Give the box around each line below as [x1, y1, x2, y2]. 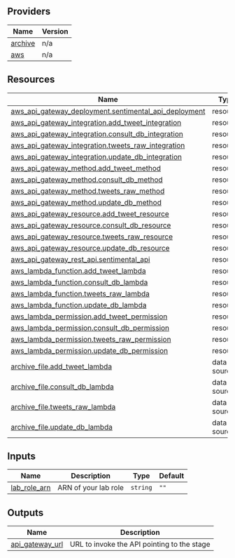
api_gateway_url [10, 540, 64, 550]
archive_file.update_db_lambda [10, 422, 113, 432]
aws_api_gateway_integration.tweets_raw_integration [10, 140, 185, 150]
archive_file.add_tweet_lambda [10, 361, 113, 371]
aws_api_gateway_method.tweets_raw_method [10, 186, 165, 196]
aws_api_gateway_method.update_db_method [10, 197, 162, 207]
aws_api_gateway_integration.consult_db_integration [10, 129, 183, 139]
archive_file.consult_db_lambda [10, 382, 114, 392]
